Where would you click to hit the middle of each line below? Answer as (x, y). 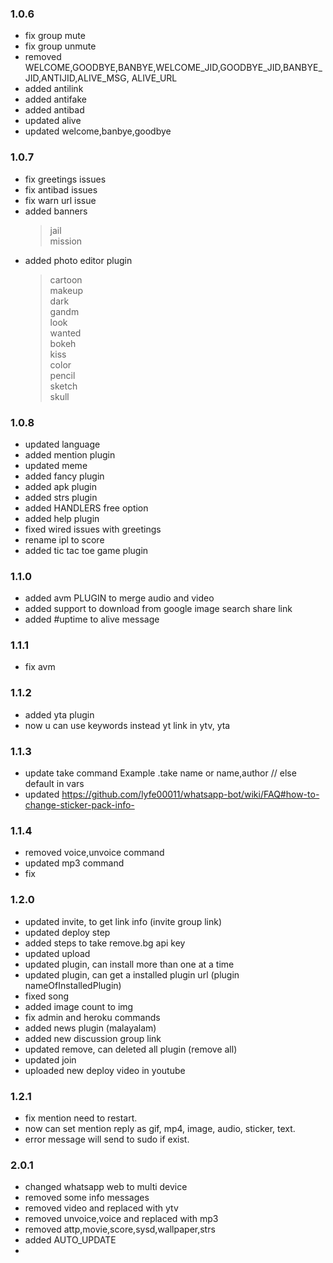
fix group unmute (60, 46)
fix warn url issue (60, 200)
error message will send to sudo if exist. (107, 1139)
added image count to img (79, 1006)
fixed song (47, 996)
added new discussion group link (93, 1038)
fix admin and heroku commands (92, 1017)
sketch (63, 386)
